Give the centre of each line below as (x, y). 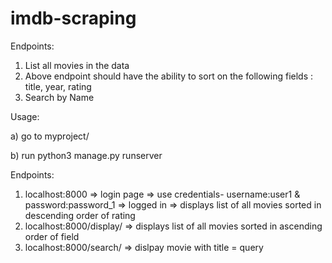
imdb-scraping (73, 18)
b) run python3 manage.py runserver (86, 155)
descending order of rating (80, 215)
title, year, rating (58, 86)
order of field (52, 236)
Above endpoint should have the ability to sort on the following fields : (169, 76)
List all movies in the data (77, 65)
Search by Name (59, 97)
